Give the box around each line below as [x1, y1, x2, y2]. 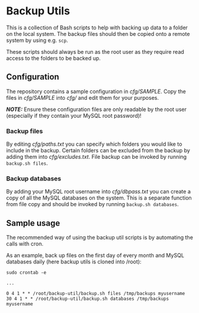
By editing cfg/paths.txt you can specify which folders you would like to [6, 140, 183, 148]
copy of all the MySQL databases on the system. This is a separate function [6, 194, 192, 201]
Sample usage [6, 218, 61, 228]
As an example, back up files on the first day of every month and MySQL [6, 252, 185, 259]
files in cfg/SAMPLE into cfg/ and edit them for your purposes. [6, 94, 159, 101]
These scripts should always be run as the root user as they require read [6, 48, 185, 55]
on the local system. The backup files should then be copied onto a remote [6, 30, 190, 37]
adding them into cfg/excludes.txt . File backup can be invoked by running [6, 154, 187, 161]
